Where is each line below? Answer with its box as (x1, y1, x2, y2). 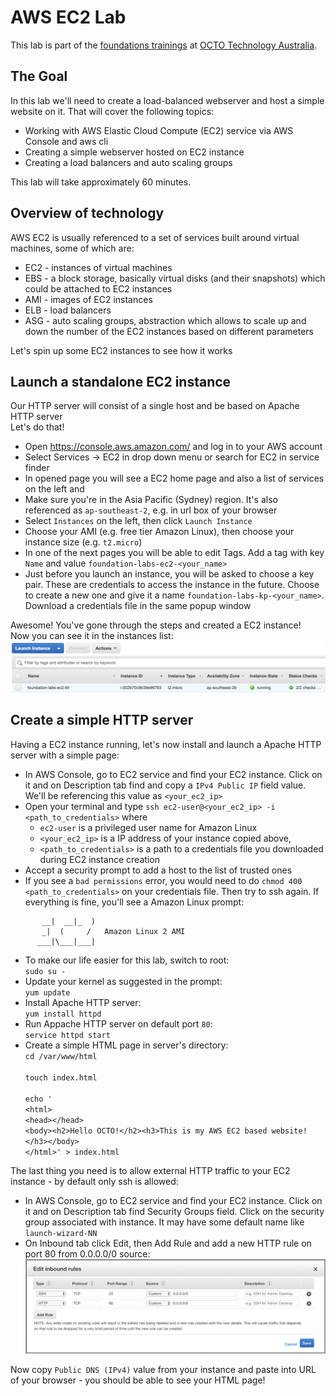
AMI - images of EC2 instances (24, 293, 153, 305)
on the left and (24, 483, 85, 495)
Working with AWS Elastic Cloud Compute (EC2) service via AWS (24, 124, 294, 136)
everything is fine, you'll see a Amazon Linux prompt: (24, 896, 245, 908)
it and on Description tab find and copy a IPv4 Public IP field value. (24, 779, 307, 791)
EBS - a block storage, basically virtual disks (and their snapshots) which (24, 272, 326, 284)
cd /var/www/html (24, 1051, 98, 1061)
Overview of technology (10, 205, 165, 222)
